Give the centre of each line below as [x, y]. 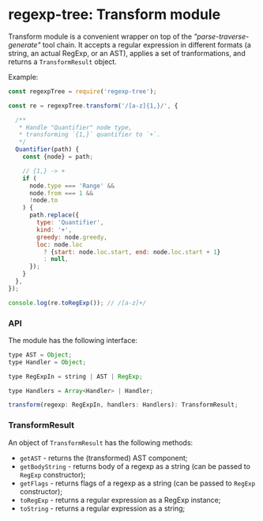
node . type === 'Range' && [71, 186]
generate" [24, 44]
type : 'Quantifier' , [70, 223]
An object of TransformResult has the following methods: [101, 442]
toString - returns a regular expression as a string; [102, 508]
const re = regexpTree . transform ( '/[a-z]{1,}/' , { [93, 106]
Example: [23, 77]
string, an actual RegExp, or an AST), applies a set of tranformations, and [127, 53]
